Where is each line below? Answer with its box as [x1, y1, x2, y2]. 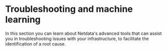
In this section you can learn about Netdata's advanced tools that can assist [5, 30, 162, 36]
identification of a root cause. [5, 41, 66, 47]
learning [5, 14, 41, 25]
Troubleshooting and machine [5, 3, 133, 15]
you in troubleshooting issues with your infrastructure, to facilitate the [5, 36, 149, 42]
